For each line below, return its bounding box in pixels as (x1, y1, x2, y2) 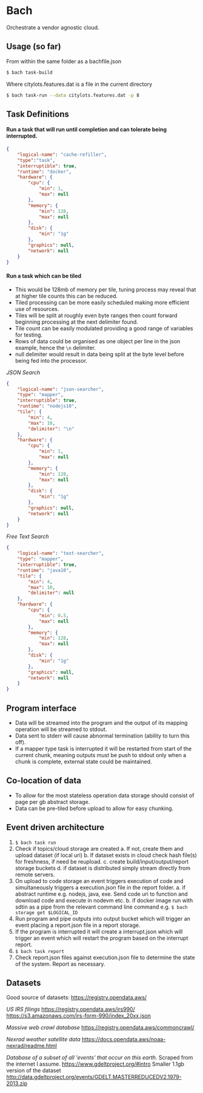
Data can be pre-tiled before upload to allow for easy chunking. (15, 805, 174, 812)
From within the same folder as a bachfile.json (6, 57, 122, 65)
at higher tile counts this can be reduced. (15, 292, 118, 299)
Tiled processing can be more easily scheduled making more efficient (15, 299, 190, 306)
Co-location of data (6, 775, 82, 786)
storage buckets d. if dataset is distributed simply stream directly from (15, 864, 191, 871)
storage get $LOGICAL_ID (15, 909, 78, 916)
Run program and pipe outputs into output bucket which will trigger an (15, 915, 191, 922)
